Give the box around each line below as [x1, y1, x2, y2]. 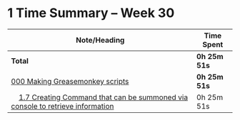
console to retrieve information [11, 101, 114, 111]
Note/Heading [76, 35, 125, 45]
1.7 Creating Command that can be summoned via [19, 92, 188, 102]
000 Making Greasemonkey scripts [11, 76, 129, 86]
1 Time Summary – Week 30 [7, 5, 175, 21]
